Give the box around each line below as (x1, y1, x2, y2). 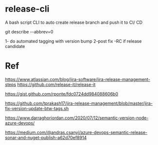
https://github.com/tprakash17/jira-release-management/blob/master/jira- (5, 100, 153, 106)
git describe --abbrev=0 (5, 29, 53, 34)
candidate (5, 43, 25, 49)
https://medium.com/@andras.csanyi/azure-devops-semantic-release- (5, 129, 148, 135)
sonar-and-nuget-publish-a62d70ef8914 (5, 134, 87, 140)
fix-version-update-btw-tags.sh (5, 105, 69, 111)
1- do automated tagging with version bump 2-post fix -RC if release (5, 38, 142, 44)
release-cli (5, 3, 50, 15)
